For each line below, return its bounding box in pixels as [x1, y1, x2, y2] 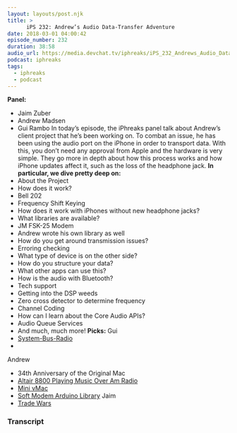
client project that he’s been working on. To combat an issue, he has [17, 131, 217, 140]
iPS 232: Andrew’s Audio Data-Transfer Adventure [25, 23, 175, 30]
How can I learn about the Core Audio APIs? [17, 312, 146, 320]
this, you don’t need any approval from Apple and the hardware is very [17, 146, 223, 155]
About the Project [17, 177, 69, 185]
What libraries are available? [17, 214, 100, 223]
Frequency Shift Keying [17, 199, 86, 208]
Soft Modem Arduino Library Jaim [17, 391, 116, 400]
